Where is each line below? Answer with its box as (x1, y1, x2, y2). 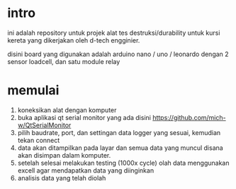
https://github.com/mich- (152, 113, 226, 121)
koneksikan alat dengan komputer (17, 105, 117, 114)
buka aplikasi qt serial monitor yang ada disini (17, 113, 151, 121)
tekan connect (17, 136, 60, 144)
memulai (7, 82, 60, 99)
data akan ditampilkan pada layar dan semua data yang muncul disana (17, 144, 223, 152)
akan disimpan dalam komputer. (17, 151, 111, 159)
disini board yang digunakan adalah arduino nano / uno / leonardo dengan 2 (7, 50, 229, 58)
